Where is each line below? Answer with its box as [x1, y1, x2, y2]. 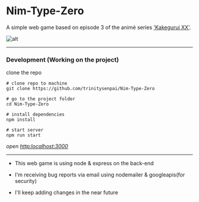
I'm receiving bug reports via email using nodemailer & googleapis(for [14, 171, 185, 178]
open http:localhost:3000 [6, 143, 68, 150]
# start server [6, 127, 44, 133]
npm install [6, 117, 36, 123]
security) [14, 178, 37, 185]
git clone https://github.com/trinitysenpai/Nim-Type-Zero [6, 86, 155, 92]
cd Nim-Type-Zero [6, 101, 49, 107]
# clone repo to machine [6, 81, 68, 86]
